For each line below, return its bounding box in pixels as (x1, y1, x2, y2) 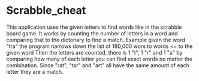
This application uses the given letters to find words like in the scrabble (6, 23, 182, 31)
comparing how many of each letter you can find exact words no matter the (6, 55, 193, 62)
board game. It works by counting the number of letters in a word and (6, 29, 178, 37)
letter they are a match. (6, 68, 64, 75)
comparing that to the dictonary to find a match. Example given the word (6, 36, 186, 43)
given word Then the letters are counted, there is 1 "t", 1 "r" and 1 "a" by (6, 49, 183, 56)
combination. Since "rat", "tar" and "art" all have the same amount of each (6, 61, 190, 69)
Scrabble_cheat (6, 4, 86, 17)
